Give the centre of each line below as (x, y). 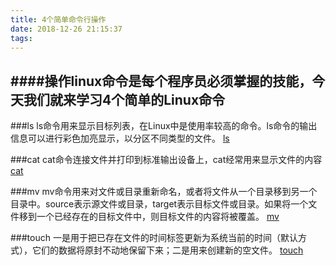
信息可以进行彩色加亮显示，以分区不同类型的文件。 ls (120, 138)
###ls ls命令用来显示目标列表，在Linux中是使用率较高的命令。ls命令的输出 (164, 126)
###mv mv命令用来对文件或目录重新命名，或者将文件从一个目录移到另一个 (164, 192)
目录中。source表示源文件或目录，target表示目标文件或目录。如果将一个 (159, 204)
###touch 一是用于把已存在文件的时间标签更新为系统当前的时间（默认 (154, 238)
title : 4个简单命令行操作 (58, 19)
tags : (21, 38)
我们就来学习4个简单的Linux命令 (124, 99)
